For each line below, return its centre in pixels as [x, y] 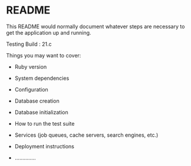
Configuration [31, 89]
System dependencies [42, 78]
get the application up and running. [49, 32]
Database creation [37, 101]
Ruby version [31, 67]
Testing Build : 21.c [29, 44]
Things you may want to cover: [44, 55]
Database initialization [42, 112]
